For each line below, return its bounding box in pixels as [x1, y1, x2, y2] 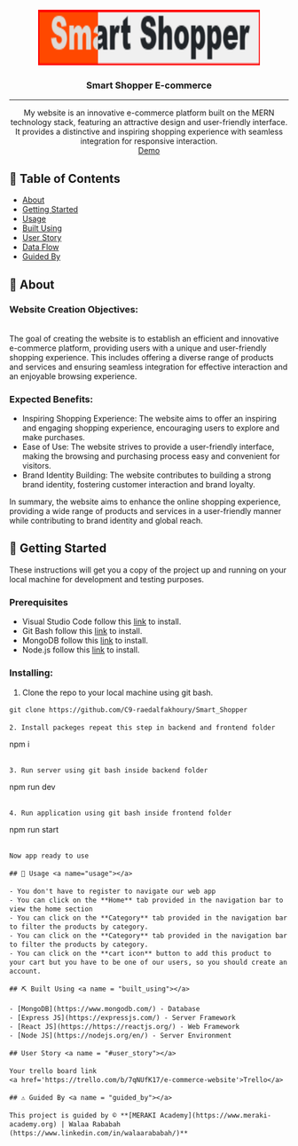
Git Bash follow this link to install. [21, 626, 143, 636]
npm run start [9, 824, 59, 834]
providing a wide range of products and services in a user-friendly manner [9, 506, 282, 517]
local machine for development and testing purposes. [9, 573, 205, 584]
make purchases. [21, 432, 86, 443]
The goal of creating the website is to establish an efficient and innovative [9, 333, 279, 344]
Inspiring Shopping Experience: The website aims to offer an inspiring [21, 414, 278, 424]
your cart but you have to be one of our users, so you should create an [9, 958, 288, 967]
